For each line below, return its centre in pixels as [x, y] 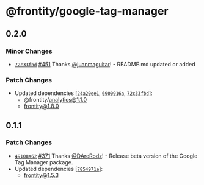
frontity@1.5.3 [41, 175]
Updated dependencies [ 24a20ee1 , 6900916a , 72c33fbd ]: [84, 93]
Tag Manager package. [44, 162]
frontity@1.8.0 [41, 106]
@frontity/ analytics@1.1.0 [55, 100]
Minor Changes [29, 51]
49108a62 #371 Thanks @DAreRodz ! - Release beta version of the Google [106, 156]
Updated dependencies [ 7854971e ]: [59, 169]
